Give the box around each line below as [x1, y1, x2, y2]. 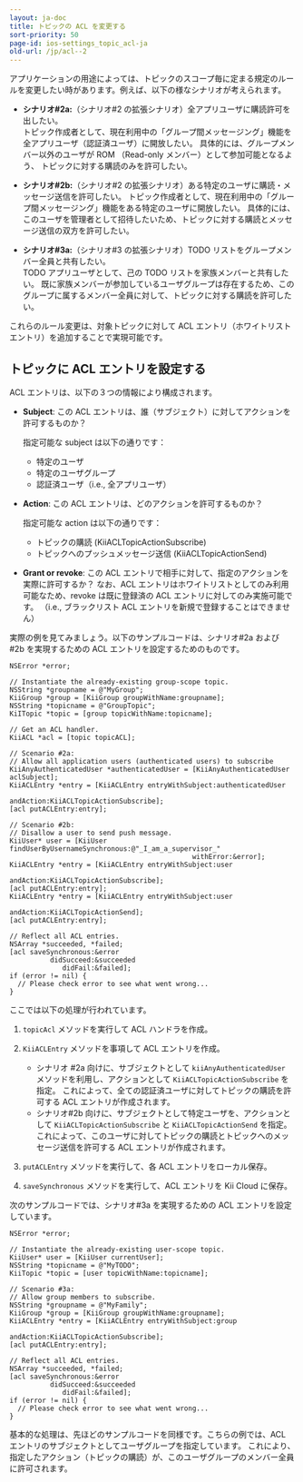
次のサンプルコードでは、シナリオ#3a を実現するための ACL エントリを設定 [9, 1200, 292, 1210]
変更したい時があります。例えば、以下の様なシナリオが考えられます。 [24, 84, 287, 95]
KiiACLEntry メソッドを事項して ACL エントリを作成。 [22, 1042, 225, 1053]
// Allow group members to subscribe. [9, 1292, 156, 1301]
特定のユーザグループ [35, 467, 116, 478]
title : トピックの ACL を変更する [9, 22, 126, 31]
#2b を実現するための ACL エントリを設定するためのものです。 [9, 643, 245, 654]
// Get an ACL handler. [9, 725, 100, 734]
